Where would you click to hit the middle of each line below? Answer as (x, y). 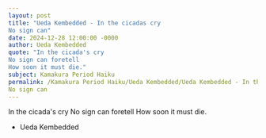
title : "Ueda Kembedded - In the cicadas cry (84, 23)
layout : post (30, 15)
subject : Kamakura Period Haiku (61, 75)
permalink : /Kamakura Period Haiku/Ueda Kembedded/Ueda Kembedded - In (129, 82)
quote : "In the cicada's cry (56, 52)
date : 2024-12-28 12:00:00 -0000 (63, 38)
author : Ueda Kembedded (47, 45)
